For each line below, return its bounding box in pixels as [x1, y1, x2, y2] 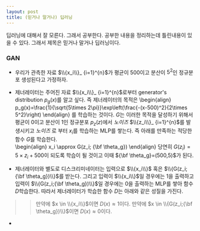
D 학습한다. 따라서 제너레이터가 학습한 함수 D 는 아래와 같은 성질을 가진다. [14, 187, 183, 195]
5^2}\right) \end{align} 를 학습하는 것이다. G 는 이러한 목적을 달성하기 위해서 [14, 111, 193, 118]
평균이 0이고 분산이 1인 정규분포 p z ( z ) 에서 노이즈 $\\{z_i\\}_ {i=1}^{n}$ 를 [14, 119, 185, 127]
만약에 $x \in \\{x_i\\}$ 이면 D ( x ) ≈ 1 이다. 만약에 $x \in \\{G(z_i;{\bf [35, 201, 193, 208]
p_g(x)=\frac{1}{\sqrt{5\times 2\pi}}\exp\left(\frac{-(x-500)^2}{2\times [14, 104, 188, 111]
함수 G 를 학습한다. [14, 135, 58, 143]
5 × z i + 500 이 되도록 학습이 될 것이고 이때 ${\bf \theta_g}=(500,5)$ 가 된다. [14, 152, 194, 160]
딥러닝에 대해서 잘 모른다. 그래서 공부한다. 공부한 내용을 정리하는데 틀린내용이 [6, 31, 186, 39]
